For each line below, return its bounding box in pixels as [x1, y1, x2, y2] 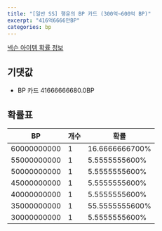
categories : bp [7, 23, 52, 30]
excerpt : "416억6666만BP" [7, 17, 81, 24]
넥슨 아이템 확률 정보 [7, 44, 64, 52]
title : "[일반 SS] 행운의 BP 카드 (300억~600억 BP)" [7, 10, 151, 18]
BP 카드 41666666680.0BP [17, 86, 95, 95]
